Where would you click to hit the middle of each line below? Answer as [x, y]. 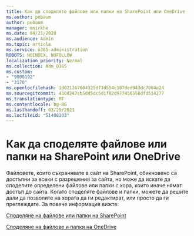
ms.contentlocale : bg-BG [36, 104]
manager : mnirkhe [27, 28]
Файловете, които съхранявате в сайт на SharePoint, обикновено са [92, 173]
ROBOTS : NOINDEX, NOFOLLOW [39, 55]
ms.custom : [19, 72]
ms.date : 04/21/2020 [31, 33]
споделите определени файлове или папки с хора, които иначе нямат [94, 186]
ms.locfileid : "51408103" [38, 115]
